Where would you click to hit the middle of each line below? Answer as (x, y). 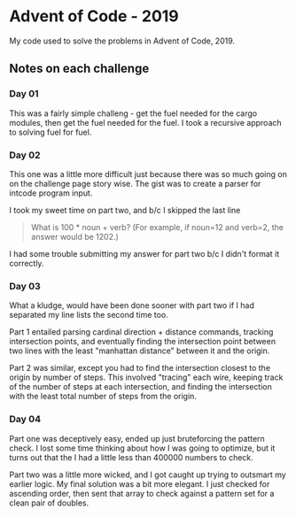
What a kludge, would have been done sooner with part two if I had (132, 305)
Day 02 (25, 155)
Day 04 (25, 420)
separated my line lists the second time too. (89, 315)
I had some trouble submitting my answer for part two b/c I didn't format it (144, 253)
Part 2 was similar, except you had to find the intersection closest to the (140, 368)
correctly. (27, 263)
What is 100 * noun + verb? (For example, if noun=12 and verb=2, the (157, 227)
